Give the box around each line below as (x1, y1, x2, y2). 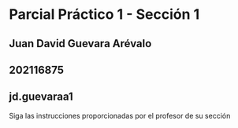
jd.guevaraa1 (9, 90, 73, 104)
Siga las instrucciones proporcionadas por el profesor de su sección (9, 111, 231, 120)
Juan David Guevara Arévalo (9, 37, 152, 50)
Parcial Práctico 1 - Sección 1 (9, 5, 200, 24)
